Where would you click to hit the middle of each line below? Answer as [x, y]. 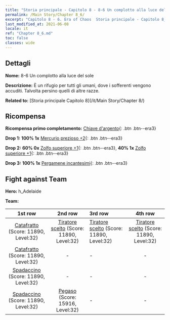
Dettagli [18, 63]
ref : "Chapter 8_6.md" [29, 33]
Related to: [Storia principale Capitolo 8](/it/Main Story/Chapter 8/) [75, 100]
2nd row [68, 214]
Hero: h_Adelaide [23, 191]
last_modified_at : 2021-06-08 [37, 24]
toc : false [17, 38]
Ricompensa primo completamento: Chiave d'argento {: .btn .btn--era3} [81, 128]
